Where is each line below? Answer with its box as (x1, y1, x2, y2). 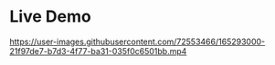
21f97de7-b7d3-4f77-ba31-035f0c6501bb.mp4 (9, 45, 187, 56)
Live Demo (9, 6, 91, 27)
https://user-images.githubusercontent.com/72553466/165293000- (9, 36, 266, 47)
